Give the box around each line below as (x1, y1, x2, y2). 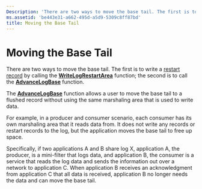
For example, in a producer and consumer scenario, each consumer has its (6, 115, 192, 122)
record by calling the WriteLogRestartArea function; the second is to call (6, 72, 188, 79)
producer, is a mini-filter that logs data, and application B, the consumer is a (6, 151, 194, 159)
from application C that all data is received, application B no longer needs (6, 170, 188, 178)
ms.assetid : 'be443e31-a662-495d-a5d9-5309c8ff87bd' (6, 14, 141, 20)
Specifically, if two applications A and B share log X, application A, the (6, 145, 180, 152)
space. (6, 133, 23, 141)
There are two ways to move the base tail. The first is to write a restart (6, 65, 180, 73)
